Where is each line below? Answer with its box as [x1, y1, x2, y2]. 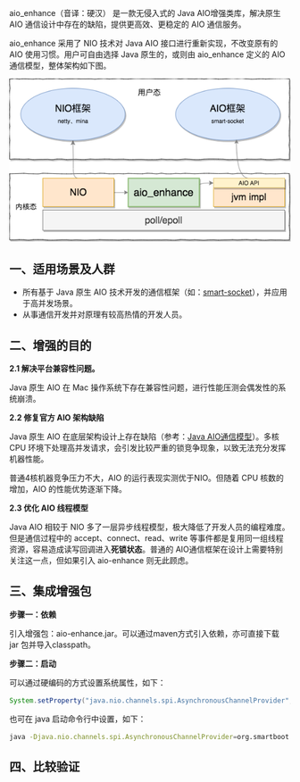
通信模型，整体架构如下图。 [9, 61, 112, 71]
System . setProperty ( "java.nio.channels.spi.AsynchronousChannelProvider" [9, 695, 290, 705]
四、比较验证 [9, 759, 80, 774]
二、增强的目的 [9, 337, 92, 353]
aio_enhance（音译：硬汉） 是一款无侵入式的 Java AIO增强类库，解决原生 [9, 8, 281, 18]
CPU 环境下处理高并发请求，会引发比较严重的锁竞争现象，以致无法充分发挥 [9, 442, 287, 453]
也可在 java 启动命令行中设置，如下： [9, 713, 146, 724]
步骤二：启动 [9, 658, 56, 669]
